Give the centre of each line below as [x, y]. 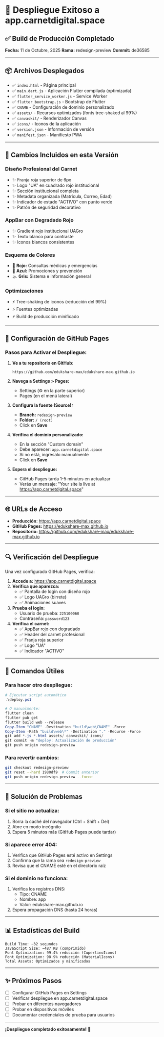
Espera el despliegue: [35, 469]
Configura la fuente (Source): [42, 405]
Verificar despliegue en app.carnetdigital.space [60, 998]
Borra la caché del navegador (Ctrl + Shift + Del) [61, 821]
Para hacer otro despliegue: [39, 685]
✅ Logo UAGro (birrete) [43, 597]
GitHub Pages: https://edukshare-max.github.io [60, 526]
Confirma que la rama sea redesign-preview [56, 860]
